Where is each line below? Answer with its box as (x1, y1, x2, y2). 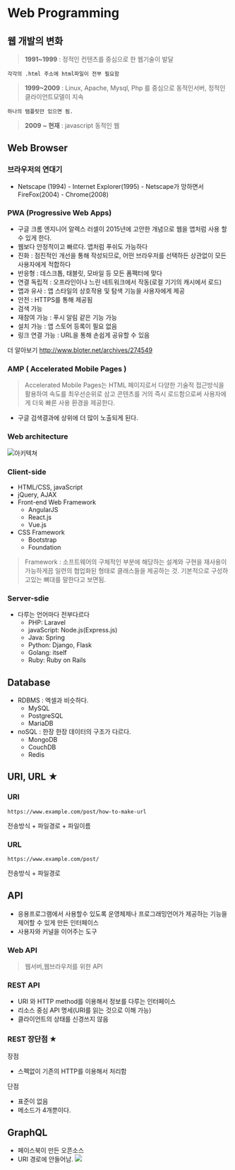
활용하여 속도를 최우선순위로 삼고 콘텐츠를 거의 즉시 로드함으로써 (24, 390, 203, 398)
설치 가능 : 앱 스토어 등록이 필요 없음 (17, 322, 118, 330)
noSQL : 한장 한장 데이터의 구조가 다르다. (17, 727, 132, 736)
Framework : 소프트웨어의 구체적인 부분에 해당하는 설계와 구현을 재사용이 (24, 557, 227, 566)
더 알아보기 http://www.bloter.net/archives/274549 (7, 345, 153, 354)
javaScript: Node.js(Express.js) (28, 626, 118, 635)
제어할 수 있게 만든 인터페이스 (17, 918, 99, 927)
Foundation (28, 543, 61, 551)
